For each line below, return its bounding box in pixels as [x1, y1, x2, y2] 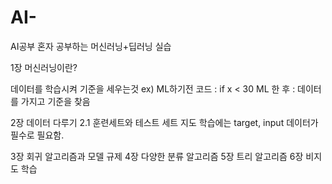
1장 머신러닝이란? [10, 61, 78, 73]
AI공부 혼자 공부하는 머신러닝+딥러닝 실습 [10, 40, 172, 52]
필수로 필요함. [10, 129, 65, 141]
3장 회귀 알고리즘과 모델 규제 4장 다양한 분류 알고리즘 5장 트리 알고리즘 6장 [10, 150, 304, 162]
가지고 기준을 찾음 [20, 95, 91, 107]
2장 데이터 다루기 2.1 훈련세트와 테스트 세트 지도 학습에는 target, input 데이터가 [10, 116, 319, 128]
